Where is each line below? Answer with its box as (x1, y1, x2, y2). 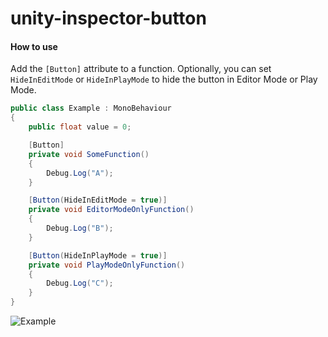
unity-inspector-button (10, 7, 207, 30)
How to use (10, 40, 58, 52)
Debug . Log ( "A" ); (46, 168, 114, 178)
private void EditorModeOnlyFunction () (28, 205, 195, 215)
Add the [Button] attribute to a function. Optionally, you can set (10, 63, 272, 75)
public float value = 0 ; (28, 122, 132, 132)
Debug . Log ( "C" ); (46, 278, 114, 289)
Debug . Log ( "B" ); (46, 223, 114, 234)
